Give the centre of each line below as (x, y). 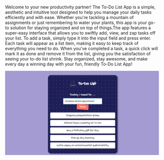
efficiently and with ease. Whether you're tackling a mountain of (70, 17)
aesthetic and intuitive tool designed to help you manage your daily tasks (78, 12)
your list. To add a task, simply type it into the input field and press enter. (78, 38)
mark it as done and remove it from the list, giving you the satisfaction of (78, 54)
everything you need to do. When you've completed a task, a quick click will (82, 49)
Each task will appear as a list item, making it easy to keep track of (72, 43)
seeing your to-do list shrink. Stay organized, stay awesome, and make (76, 59)
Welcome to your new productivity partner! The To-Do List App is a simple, (80, 7)
